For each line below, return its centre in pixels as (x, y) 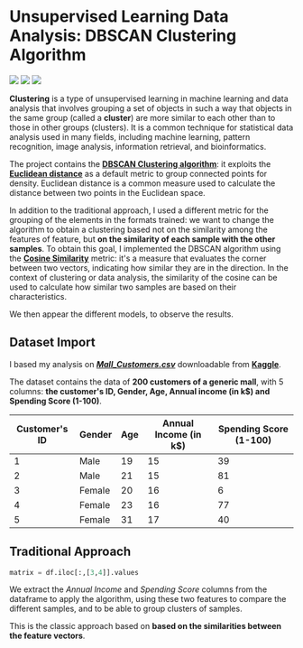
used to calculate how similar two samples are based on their (123, 287)
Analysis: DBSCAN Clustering (123, 36)
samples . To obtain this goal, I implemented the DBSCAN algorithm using (145, 248)
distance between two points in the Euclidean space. (107, 192)
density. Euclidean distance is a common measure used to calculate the (142, 183)
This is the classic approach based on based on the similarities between (146, 626)
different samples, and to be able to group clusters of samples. (126, 609)
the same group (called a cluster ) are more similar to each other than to (142, 117)
